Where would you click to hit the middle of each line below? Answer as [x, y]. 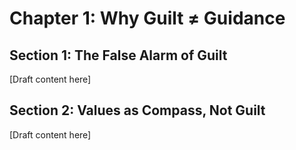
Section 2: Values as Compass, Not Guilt [137, 110]
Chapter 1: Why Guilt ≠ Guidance [147, 18]
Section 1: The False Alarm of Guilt [118, 55]
